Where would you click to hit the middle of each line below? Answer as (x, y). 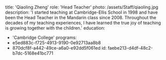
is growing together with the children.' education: (55, 28)
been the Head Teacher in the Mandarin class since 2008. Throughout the (81, 17)
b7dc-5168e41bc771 (33, 53)
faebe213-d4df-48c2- (130, 48)
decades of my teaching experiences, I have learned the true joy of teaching (83, 23)
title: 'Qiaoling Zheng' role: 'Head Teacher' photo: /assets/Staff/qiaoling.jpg (82, 7)
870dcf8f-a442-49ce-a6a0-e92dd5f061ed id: (59, 48)
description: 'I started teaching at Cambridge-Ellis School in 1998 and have (82, 12)
